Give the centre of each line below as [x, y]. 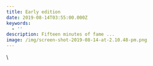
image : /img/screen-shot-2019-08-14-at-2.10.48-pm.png [77, 40]
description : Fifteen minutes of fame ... [60, 35]
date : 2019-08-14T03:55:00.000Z [47, 18]
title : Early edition [34, 12]
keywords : [19, 23]
